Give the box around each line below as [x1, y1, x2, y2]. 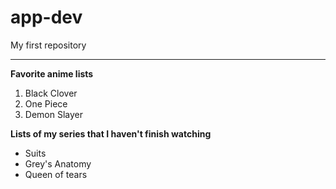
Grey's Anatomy [24, 157, 92, 170]
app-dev [10, 6, 83, 29]
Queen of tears [24, 168, 88, 180]
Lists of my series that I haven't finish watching [10, 127, 212, 140]
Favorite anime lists [10, 67, 94, 80]
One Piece [24, 97, 68, 110]
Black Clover [24, 87, 78, 99]
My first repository [10, 39, 87, 51]
